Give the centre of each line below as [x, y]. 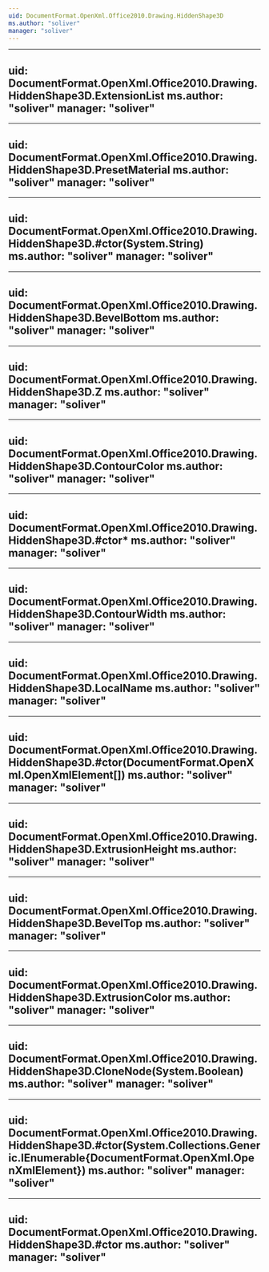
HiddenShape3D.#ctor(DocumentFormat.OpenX [131, 763]
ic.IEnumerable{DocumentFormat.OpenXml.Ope [131, 1159]
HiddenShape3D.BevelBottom [84, 318]
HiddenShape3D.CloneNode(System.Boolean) [126, 1071]
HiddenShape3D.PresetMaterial [89, 170]
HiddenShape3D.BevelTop [75, 923]
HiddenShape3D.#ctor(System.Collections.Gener [134, 1146]
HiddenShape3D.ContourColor [86, 466]
